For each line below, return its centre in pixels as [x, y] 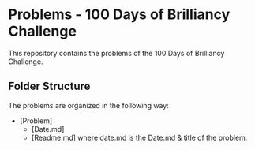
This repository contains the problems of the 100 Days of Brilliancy [116, 53]
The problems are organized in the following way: [89, 105]
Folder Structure [49, 86]
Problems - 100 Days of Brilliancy [119, 15]
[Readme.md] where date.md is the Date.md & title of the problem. [139, 137]
